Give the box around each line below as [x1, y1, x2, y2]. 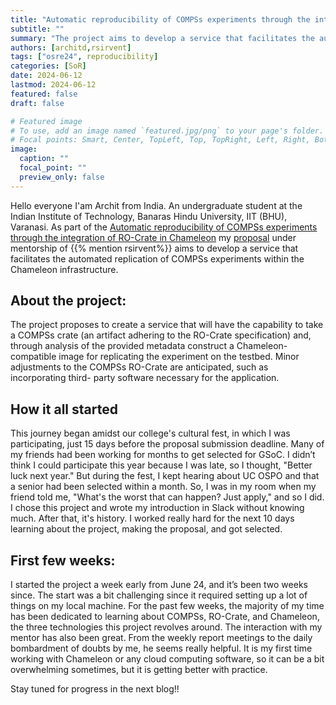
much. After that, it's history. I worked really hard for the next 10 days [10, 512, 295, 525]
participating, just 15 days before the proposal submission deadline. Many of [10, 438, 325, 450]
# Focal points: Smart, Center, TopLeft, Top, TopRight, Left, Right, [10, 135, 311, 145]
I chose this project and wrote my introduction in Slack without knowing [10, 502, 305, 514]
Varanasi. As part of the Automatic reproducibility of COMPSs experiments [10, 221, 318, 233]
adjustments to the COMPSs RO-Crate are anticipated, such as [10, 361, 269, 373]
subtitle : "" [10, 24, 65, 34]
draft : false [10, 98, 65, 108]
